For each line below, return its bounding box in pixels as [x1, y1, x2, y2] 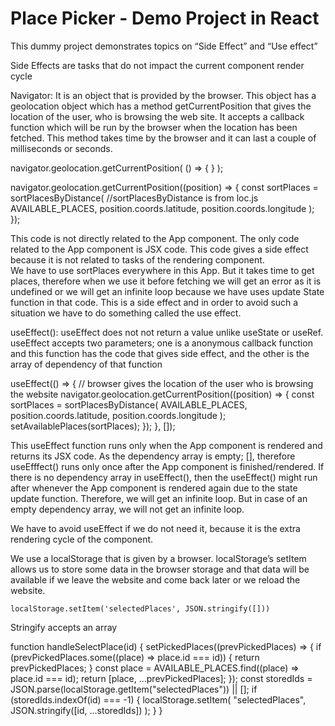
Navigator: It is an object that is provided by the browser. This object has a [10, 89, 317, 101]
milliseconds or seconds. [10, 142, 113, 154]
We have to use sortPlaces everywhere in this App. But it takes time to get [10, 264, 315, 276]
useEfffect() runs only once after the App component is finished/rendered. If [10, 460, 325, 472]
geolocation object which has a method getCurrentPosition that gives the [10, 100, 312, 112]
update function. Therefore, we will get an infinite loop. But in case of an [10, 492, 308, 504]
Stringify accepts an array [10, 621, 118, 633]
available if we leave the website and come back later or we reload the [10, 573, 301, 586]
